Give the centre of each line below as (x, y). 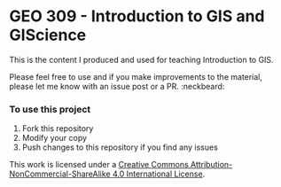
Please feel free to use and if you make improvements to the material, (136, 76)
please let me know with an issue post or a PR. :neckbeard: (117, 86)
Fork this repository (58, 129)
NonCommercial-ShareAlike (60, 174)
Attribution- (211, 165)
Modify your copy (54, 138)
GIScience (48, 35)
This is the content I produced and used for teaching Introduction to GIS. (141, 59)
